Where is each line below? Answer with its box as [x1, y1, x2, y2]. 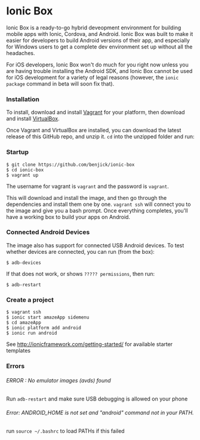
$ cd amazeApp [6, 320, 42, 326]
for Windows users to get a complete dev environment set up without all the [6, 43, 193, 50]
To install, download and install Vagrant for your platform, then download [6, 109, 185, 116]
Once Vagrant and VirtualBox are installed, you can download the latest [6, 127, 181, 134]
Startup [6, 148, 29, 156]
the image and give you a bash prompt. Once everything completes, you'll [6, 207, 188, 214]
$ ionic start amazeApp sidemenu [6, 314, 90, 321]
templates [6, 347, 31, 354]
